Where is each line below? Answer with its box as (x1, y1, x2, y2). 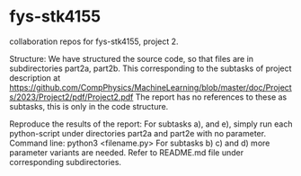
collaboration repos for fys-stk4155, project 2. (9, 36, 179, 47)
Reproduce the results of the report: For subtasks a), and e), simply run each (9, 119, 293, 129)
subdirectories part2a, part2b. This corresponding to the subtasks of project (9, 63, 292, 74)
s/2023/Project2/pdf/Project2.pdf (9, 92, 134, 102)
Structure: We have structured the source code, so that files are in (9, 53, 254, 64)
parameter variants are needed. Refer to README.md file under (9, 146, 244, 158)
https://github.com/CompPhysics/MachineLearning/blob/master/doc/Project (9, 82, 292, 92)
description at (9, 72, 61, 83)
